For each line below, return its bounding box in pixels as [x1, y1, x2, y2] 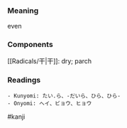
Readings [7, 75, 41, 85]
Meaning [7, 6, 39, 16]
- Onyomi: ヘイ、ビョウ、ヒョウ [7, 100, 92, 107]
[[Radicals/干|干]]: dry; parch [7, 56, 92, 65]
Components [7, 40, 53, 50]
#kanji [7, 112, 26, 121]
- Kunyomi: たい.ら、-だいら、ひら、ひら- [7, 92, 121, 100]
